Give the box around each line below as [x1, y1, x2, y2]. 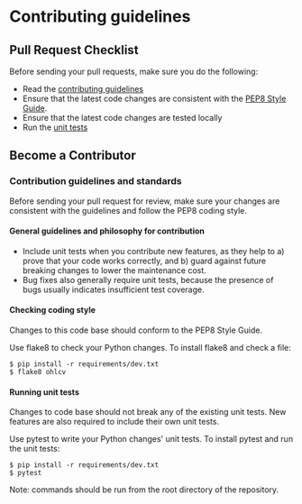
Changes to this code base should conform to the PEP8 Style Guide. [9, 325, 263, 335]
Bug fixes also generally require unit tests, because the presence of [22, 274, 274, 285]
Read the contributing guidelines [22, 84, 144, 94]
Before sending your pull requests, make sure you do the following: [9, 66, 259, 77]
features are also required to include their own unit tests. [9, 417, 219, 427]
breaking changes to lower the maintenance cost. [22, 264, 207, 276]
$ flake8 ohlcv [9, 368, 67, 377]
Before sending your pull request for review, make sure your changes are [9, 196, 280, 206]
